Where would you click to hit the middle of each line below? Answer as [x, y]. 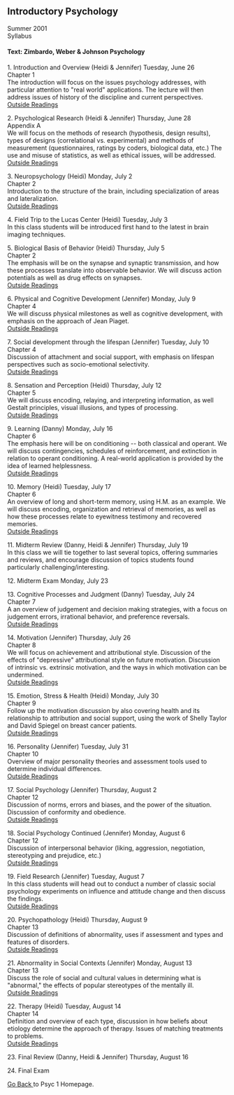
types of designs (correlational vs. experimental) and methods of [101, 141]
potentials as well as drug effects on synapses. [75, 278]
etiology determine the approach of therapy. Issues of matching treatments [115, 1029]
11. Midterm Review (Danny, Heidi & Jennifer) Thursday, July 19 [98, 545]
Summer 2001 [27, 28]
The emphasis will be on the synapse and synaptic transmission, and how [113, 263]
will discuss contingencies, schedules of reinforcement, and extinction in [112, 451]
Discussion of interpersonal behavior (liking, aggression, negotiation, [106, 848]
